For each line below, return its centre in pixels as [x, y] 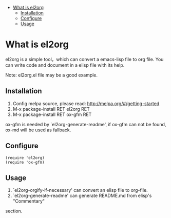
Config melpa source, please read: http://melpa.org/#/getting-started [86, 103]
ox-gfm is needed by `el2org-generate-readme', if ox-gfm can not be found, [86, 124]
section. [14, 211]
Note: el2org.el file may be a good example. [52, 75]
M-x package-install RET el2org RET [51, 109]
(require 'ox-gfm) [25, 162]
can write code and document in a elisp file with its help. [65, 65]
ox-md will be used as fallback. [38, 130]
